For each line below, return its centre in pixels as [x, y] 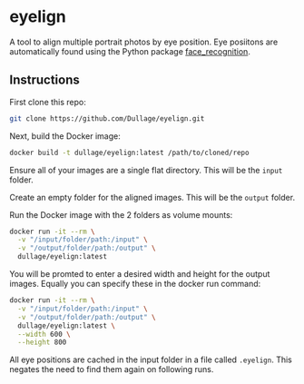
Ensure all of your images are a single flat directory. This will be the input [146, 170]
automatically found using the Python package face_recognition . [130, 51]
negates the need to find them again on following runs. [112, 369]
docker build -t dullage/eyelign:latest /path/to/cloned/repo [129, 153]
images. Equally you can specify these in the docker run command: [135, 284]
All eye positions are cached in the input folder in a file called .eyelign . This [151, 359]
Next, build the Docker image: [65, 136]
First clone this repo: [48, 102]
